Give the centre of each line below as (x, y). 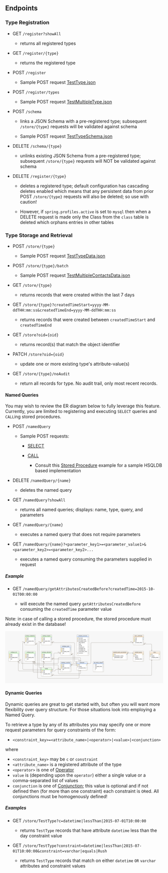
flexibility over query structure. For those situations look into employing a (80, 709)
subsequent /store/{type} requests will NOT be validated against (88, 161)
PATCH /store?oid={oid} (38, 354)
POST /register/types (36, 92)
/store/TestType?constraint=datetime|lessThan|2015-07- (82, 846)
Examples (16, 808)
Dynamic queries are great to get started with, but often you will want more (83, 704)
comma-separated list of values (45, 780)
